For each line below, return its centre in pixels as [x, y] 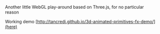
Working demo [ [21, 22]
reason [12, 12]
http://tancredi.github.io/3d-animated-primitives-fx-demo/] [96, 22]
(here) [11, 27]
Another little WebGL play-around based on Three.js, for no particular [75, 7]
